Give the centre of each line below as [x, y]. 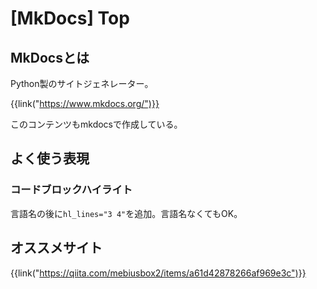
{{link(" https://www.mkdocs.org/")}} [85, 103]
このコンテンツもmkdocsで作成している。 [96, 124]
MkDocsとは [50, 57]
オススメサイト [56, 248]
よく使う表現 [50, 158]
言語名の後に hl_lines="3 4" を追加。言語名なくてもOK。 [126, 213]
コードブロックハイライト [71, 190]
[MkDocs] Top [70, 18]
